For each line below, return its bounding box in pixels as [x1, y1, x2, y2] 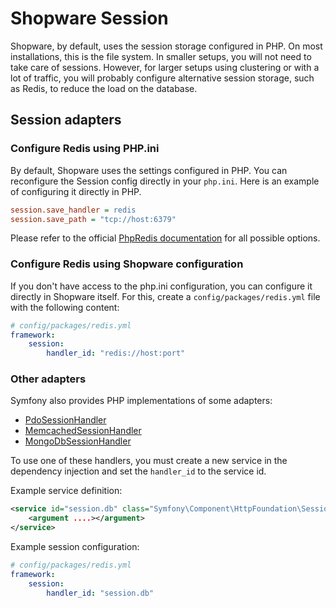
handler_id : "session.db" [46, 588, 155, 598]
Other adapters [10, 372, 87, 386]
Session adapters [10, 112, 122, 129]
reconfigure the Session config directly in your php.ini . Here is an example [10, 175, 320, 187]
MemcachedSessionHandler [24, 425, 142, 437]
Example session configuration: [10, 541, 140, 553]
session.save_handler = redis [10, 205, 137, 215]
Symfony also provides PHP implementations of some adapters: [10, 395, 273, 407]
